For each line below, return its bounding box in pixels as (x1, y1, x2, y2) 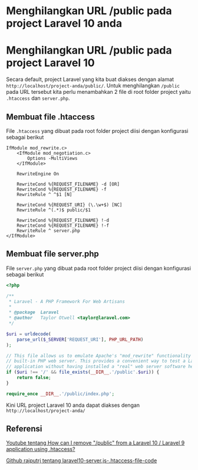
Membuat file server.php (6, 249, 99, 259)
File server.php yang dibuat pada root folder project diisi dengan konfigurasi (6, 265, 192, 272)
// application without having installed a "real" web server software (6, 364, 186, 370)
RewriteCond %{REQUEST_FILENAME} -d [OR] (16, 181, 120, 187)
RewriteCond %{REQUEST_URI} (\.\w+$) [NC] (16, 202, 123, 208)
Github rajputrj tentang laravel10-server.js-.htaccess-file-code (6, 457, 157, 464)
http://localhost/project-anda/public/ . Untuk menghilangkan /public (6, 82, 180, 89)
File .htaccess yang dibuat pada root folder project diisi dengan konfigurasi (6, 127, 189, 134)
